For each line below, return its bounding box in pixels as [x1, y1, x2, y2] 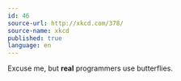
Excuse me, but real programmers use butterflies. [7, 63, 173, 73]
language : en [7, 42, 52, 50]
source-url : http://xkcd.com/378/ [7, 19, 124, 27]
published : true [7, 34, 62, 43]
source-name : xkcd [7, 26, 69, 34]
